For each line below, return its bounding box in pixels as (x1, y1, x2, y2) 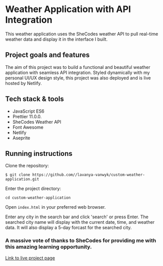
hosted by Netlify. (5, 80, 42, 86)
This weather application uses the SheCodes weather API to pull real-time (5, 31, 158, 37)
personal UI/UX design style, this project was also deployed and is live (5, 74, 151, 81)
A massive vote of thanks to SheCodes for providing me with (5, 237, 156, 244)
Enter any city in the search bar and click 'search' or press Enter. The (5, 214, 148, 220)
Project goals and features (5, 51, 90, 59)
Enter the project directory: (5, 186, 61, 192)
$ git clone (5, 172, 30, 178)
